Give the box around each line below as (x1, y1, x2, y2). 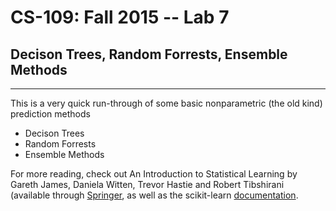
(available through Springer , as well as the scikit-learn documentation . (10, 189, 299, 201)
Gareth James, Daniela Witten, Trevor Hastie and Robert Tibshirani (10, 179, 285, 190)
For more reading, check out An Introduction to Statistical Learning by (10, 168, 298, 180)
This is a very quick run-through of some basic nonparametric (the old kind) (10, 97, 323, 109)
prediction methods (10, 108, 91, 120)
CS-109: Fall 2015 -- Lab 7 (10, 6, 230, 29)
